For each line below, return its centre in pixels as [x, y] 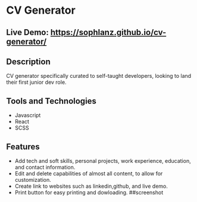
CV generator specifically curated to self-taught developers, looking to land [99, 76]
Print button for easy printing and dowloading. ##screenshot [89, 192]
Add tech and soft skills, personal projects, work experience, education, [103, 161]
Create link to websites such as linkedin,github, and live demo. [91, 186]
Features [23, 146]
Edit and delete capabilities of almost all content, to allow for [89, 173]
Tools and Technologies [51, 101]
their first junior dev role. [36, 82]
